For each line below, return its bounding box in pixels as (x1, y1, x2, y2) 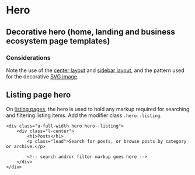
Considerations (6, 53, 51, 61)
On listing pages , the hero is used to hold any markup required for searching (6, 105, 190, 112)
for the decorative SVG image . (6, 73, 79, 80)
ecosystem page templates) (6, 36, 110, 46)
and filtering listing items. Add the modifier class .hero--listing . (6, 112, 162, 119)
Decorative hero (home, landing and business (6, 27, 175, 37)
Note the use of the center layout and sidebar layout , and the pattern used (6, 67, 185, 74)
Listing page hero (6, 90, 71, 100)
